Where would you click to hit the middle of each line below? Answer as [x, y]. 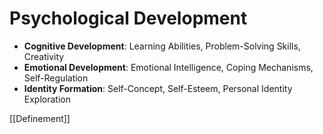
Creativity [44, 56]
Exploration [47, 99]
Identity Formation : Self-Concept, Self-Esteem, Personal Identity [158, 88]
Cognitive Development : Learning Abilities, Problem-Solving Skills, [162, 46]
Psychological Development [128, 18]
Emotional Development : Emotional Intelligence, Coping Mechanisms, [168, 67]
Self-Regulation [56, 78]
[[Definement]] [40, 118]
